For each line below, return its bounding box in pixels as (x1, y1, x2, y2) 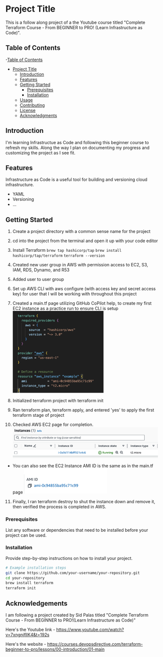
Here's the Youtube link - (5, 626, 55, 632)
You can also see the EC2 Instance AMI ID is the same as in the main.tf (12, 463, 154, 469)
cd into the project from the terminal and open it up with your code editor (12, 238, 158, 244)
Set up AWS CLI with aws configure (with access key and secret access (12, 286, 156, 292)
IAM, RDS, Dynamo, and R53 (12, 267, 70, 273)
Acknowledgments (19, 113, 58, 118)
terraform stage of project (12, 412, 65, 418)
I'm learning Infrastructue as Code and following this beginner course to (5, 139, 149, 145)
